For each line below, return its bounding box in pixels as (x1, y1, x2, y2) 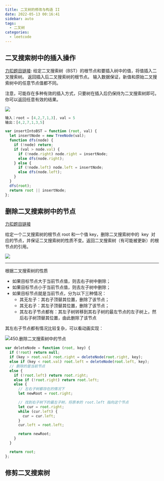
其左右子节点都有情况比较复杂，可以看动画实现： (5, 325, 103, 331)
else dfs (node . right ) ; (18, 156, 64, 161)
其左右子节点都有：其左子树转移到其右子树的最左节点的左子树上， (19, 309, 152, 315)
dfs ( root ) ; (9, 183, 32, 188)
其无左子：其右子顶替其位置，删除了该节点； (19, 297, 110, 302)
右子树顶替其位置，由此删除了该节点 (23, 315, 97, 321)
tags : (5, 21, 16, 26)
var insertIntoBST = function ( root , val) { (5, 129, 97, 134)
